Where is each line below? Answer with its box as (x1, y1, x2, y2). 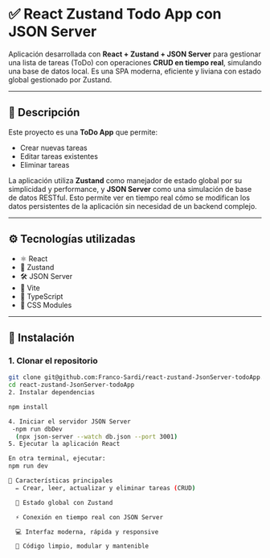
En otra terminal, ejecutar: (8, 455, 106, 463)
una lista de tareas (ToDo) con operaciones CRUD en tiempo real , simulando (8, 57, 262, 67)
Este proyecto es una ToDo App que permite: (8, 127, 158, 137)
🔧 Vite (19, 283, 40, 293)
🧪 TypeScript (19, 291, 63, 301)
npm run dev (8, 462, 48, 470)
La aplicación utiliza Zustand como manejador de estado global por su (8, 175, 243, 185)
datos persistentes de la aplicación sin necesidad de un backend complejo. (8, 201, 257, 210)
